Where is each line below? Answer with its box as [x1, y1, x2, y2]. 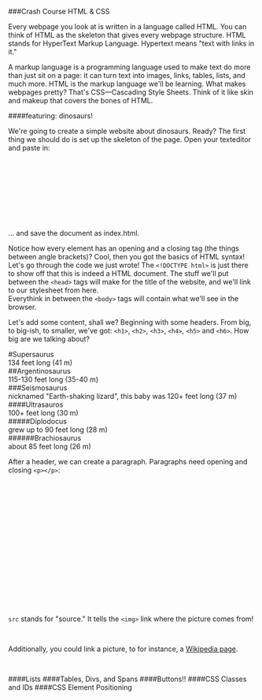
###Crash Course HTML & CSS [8, 7, 110, 16]
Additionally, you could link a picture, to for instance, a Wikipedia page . [8, 644, 238, 653]
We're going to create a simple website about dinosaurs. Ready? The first [8, 126, 246, 136]
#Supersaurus [8, 350, 54, 359]
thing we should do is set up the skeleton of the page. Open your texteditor [8, 135, 252, 144]
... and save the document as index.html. [8, 229, 140, 237]
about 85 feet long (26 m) [8, 441, 92, 451]
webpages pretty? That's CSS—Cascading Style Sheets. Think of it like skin [8, 87, 254, 97]
